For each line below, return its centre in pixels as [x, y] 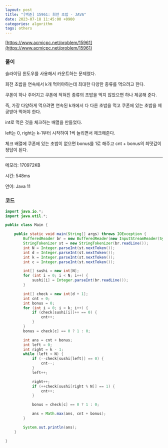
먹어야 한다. [30, 112]
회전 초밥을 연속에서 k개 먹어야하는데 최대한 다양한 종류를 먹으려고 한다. [75, 84]
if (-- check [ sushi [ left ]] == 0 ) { [68, 359]
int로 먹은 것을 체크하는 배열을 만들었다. [44, 122]
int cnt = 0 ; [37, 298]
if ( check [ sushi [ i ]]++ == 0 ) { [64, 312]
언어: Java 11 [18, 186]
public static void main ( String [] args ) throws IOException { [80, 234]
